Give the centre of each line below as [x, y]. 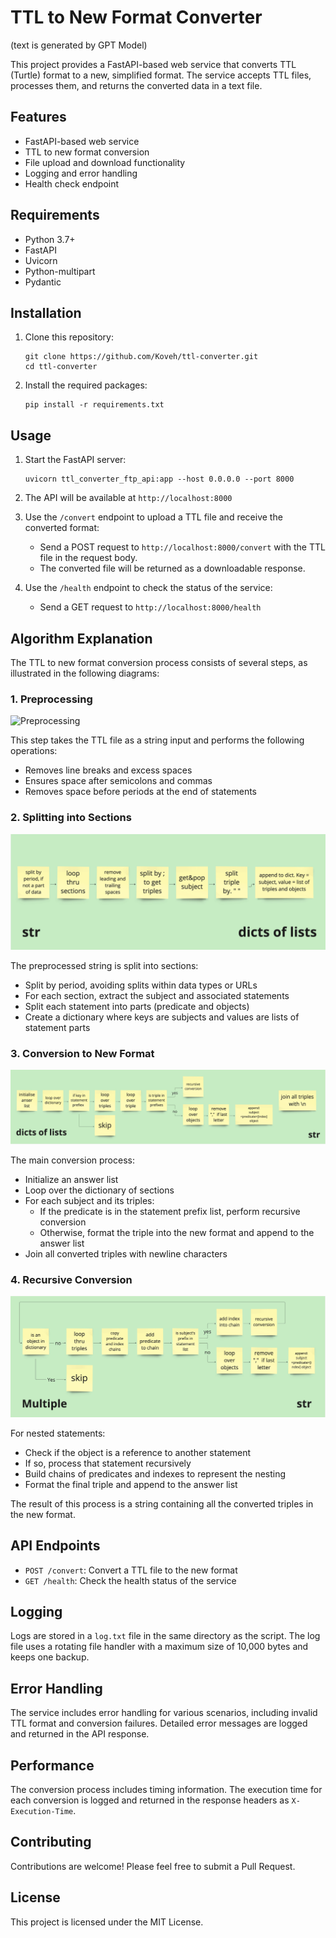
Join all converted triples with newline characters [126, 1254]
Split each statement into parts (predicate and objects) [137, 1006]
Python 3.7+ [50, 239]
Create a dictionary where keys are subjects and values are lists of [162, 1017]
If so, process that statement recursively [108, 1463]
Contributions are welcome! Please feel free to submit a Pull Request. [153, 1866]
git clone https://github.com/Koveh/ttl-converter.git [141, 357]
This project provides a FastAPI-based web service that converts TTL [153, 64]
